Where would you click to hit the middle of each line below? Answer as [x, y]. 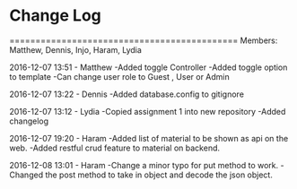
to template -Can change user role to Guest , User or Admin [120, 76]
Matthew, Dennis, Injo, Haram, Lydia [75, 49]
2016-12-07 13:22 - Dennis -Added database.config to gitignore [127, 94]
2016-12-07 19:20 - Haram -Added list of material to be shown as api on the [149, 138]
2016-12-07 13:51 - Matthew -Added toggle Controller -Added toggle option [148, 67]
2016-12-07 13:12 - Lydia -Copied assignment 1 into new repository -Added [148, 111]
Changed [26, 175]
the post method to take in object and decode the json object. [159, 175]
